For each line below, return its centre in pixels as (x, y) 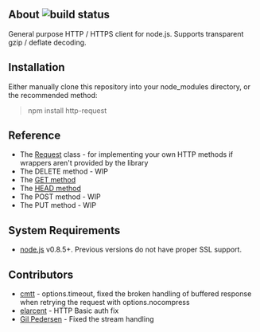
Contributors (41, 274)
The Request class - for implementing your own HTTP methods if (126, 154)
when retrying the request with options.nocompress (105, 303)
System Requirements (64, 230)
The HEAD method (50, 189)
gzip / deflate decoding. (47, 42)
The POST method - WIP (60, 197)
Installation (37, 67)
